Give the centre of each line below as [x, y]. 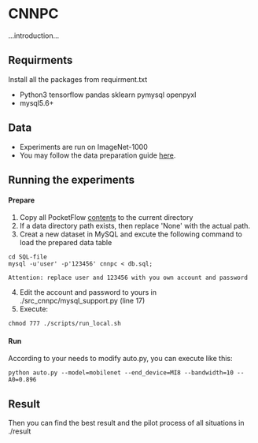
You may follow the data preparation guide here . [98, 155]
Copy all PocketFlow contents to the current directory [106, 218]
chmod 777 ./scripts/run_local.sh [65, 324]
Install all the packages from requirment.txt [78, 79]
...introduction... [34, 35]
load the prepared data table [66, 243]
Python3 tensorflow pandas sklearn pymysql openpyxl [108, 95]
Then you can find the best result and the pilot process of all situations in [126, 423]
